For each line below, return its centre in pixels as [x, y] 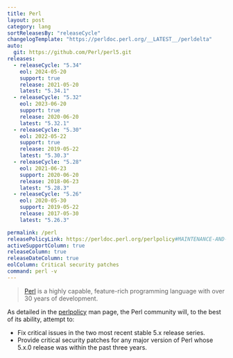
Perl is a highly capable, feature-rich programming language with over [124, 291]
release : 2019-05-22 [49, 149]
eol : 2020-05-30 [43, 201]
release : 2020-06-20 [49, 117]
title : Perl [24, 14]
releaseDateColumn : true [43, 258]
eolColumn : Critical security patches [63, 265]
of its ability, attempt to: [41, 319]
